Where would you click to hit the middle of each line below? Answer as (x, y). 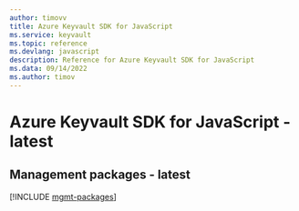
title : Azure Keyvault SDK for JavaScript (91, 26)
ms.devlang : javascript (55, 52)
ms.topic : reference (49, 43)
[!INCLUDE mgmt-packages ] (63, 196)
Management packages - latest (100, 175)
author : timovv (38, 18)
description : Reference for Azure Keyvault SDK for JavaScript (132, 60)
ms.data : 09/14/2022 (49, 69)
